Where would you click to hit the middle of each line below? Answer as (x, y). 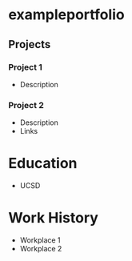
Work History (53, 218)
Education (43, 164)
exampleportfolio (67, 15)
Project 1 (25, 67)
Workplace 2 (41, 249)
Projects (30, 44)
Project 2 (26, 105)
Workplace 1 (40, 240)
